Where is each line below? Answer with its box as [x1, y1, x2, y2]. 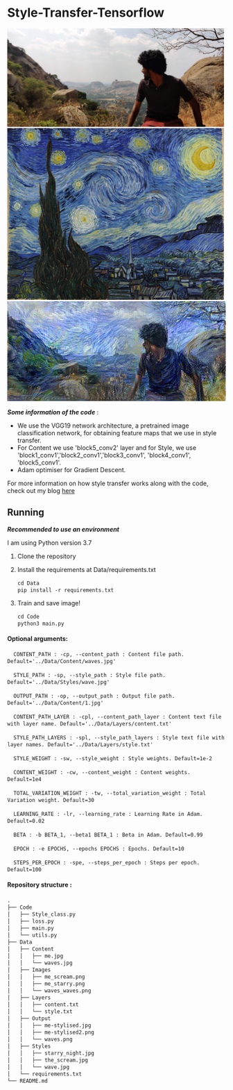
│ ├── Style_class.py [7, 911, 76, 918]
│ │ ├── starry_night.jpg [7, 1050, 95, 1057]
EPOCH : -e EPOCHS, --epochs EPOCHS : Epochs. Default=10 [13, 845, 185, 852]
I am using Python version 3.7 [7, 538, 92, 546]
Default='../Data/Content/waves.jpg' [7, 657, 116, 664]
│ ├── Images [7, 966, 51, 973]
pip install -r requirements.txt [17, 587, 114, 594]
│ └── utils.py [7, 932, 58, 939]
